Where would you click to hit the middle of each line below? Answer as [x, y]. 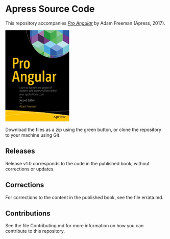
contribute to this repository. [35, 231]
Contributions [28, 213]
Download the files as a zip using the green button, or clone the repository [83, 129]
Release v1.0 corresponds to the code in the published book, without [77, 163]
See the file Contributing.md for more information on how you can [75, 226]
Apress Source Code [50, 9]
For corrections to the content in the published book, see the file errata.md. [84, 197]
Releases [20, 151]
